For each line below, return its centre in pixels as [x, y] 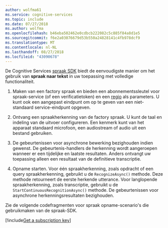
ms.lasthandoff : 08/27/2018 [35, 52]
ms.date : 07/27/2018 [27, 24]
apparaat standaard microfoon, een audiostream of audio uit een [79, 128]
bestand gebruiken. [33, 133]
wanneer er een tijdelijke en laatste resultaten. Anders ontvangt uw [82, 154]
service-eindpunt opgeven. [63, 107]
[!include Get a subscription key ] [38, 220]
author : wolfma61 [23, 10]
